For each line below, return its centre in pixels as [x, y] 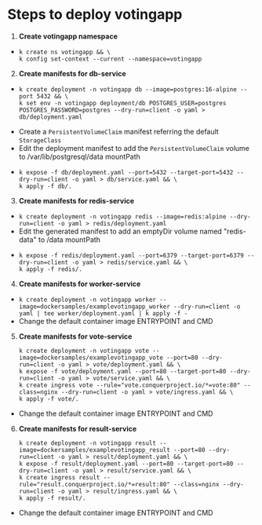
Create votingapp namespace [68, 36]
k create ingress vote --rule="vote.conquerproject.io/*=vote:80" [129, 385]
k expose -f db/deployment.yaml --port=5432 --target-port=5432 [126, 172]
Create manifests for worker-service [80, 284]
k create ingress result [59, 477]
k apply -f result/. [52, 498]
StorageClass [40, 140]
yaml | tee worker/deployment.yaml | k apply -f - [103, 313]
